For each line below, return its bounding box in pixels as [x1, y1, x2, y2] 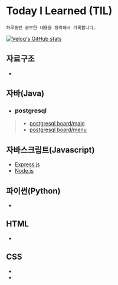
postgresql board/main [29, 120, 85, 127]
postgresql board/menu [29, 126, 87, 134]
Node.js [14, 167, 34, 174]
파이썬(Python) [6, 186, 61, 196]
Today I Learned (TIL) [6, 4, 113, 18]
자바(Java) [6, 89, 45, 99]
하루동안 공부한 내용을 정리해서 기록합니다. [6, 25, 96, 31]
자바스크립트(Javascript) [6, 145, 95, 155]
